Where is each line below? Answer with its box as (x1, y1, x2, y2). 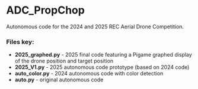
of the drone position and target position (14, 57, 114, 65)
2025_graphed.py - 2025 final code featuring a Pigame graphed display (14, 51, 193, 58)
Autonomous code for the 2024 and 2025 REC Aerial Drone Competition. (6, 23, 184, 30)
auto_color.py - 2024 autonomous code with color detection (14, 70, 164, 77)
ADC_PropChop (6, 4, 85, 17)
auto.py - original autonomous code (14, 76, 104, 83)
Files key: (6, 38, 34, 46)
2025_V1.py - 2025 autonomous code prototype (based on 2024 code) (14, 64, 190, 71)
